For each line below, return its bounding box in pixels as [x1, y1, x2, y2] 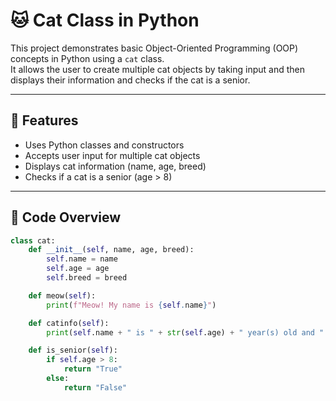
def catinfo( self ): [28, 318, 110, 328]
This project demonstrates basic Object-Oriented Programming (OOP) [10, 42, 299, 54]
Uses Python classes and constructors [24, 139, 185, 151]
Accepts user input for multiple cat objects [24, 149, 201, 161]
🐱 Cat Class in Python [10, 9, 200, 32]
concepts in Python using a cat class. [10, 52, 165, 64]
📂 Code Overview [10, 209, 122, 226]
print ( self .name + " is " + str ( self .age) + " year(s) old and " [46, 327, 325, 338]
